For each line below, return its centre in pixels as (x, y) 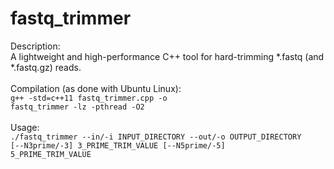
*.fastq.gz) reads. (46, 67)
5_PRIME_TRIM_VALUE (51, 154)
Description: (35, 46)
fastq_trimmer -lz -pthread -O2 (77, 107)
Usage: (25, 127)
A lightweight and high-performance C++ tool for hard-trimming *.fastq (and (167, 56)
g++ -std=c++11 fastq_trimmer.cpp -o (89, 98)
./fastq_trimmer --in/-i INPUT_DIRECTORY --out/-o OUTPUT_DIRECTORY (156, 137)
